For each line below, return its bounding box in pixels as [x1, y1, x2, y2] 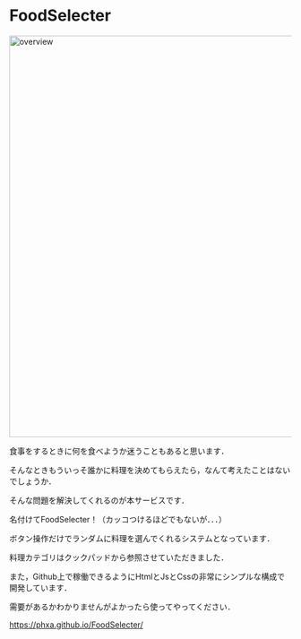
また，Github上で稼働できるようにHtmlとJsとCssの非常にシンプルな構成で [9, 571, 285, 582]
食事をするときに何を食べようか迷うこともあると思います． [9, 445, 229, 456]
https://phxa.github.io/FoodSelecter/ [9, 619, 143, 630]
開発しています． [9, 582, 73, 592]
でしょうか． [9, 476, 56, 487]
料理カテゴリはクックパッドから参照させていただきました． [9, 552, 229, 563]
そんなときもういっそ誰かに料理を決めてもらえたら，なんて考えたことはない [9, 464, 291, 475]
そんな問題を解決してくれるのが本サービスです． [9, 495, 190, 505]
